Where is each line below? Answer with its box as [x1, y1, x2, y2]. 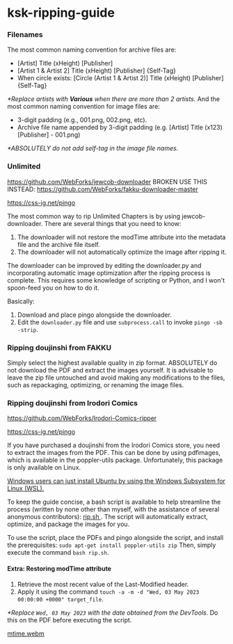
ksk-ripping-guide [7, 5, 115, 21]
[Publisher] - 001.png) [17, 130, 81, 139]
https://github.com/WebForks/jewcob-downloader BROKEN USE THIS [7, 177, 207, 186]
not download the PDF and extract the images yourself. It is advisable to [7, 366, 214, 375]
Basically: [7, 297, 35, 305]
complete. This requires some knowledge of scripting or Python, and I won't [7, 276, 225, 284]
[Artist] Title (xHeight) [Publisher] [17, 59, 113, 68]
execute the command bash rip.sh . [7, 548, 109, 557]
